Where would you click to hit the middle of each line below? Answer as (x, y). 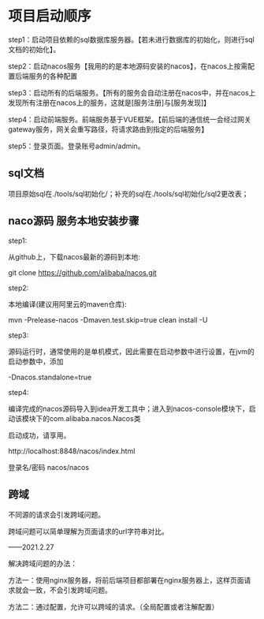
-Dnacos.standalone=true (50, 377)
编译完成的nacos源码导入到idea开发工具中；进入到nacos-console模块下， (129, 408)
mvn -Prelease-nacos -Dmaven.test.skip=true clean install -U (108, 319)
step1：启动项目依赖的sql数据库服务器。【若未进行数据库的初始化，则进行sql (131, 39)
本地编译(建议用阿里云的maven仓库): (68, 304)
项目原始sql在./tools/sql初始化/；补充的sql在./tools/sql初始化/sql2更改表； (128, 193)
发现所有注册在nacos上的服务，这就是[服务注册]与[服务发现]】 (110, 103)
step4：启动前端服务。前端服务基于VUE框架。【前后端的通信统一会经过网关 (130, 119)
